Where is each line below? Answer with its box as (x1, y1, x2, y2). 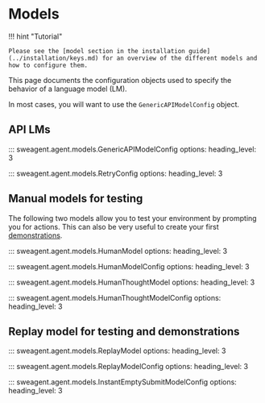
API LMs (8, 123, 51, 137)
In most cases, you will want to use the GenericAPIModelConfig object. (8, 99, 240, 109)
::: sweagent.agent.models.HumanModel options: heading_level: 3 (8, 246, 228, 256)
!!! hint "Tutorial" (8, 31, 63, 41)
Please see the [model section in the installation (8, 47, 185, 55)
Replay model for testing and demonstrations (8, 324, 240, 339)
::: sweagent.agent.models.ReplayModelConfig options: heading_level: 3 (8, 362, 248, 372)
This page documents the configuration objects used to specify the (8, 75, 232, 85)
